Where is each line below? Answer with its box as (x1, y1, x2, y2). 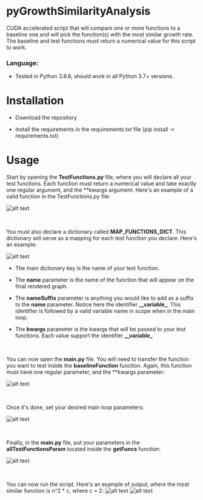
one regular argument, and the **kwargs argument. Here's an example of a (6, 186, 194, 194)
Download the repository (15, 114, 78, 121)
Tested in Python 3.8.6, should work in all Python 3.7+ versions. (15, 73, 174, 80)
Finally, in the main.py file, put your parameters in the (6, 439, 141, 447)
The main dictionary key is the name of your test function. (15, 265, 159, 272)
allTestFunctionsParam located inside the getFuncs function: (6, 445, 161, 453)
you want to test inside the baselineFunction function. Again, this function (6, 362, 192, 370)
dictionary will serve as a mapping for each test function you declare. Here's (6, 235, 197, 242)
